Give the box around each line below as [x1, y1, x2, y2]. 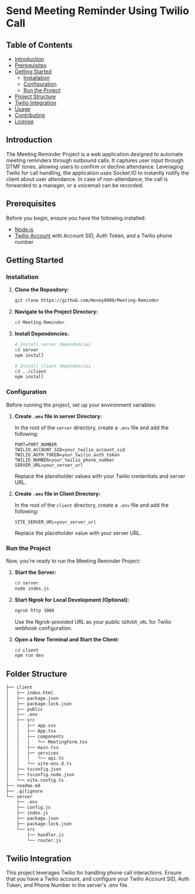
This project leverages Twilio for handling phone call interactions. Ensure [6, 869, 182, 876]
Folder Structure [6, 668, 67, 679]
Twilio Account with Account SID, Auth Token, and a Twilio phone [14, 232, 173, 239]
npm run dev [14, 653, 44, 658]
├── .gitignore [6, 788, 43, 794]
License [14, 118, 34, 125]
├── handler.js [27, 832, 64, 838]
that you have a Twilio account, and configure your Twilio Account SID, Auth [6, 875, 189, 882]
